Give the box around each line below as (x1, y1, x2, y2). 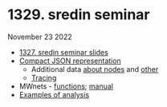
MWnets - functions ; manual (18, 81, 114, 91)
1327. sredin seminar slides (18, 47, 109, 57)
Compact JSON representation (18, 56, 121, 65)
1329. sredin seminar (7, 6, 150, 24)
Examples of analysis (18, 89, 90, 99)
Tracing (31, 73, 57, 82)
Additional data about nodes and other (31, 64, 159, 73)
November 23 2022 (7, 32, 73, 42)
